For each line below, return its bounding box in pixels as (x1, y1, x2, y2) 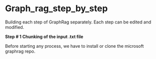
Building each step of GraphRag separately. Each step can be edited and (5, 19, 152, 25)
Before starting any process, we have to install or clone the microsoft (5, 43, 144, 49)
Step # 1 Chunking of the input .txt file (5, 34, 84, 39)
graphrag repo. (5, 48, 36, 54)
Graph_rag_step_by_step (5, 3, 108, 14)
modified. (5, 24, 24, 30)
